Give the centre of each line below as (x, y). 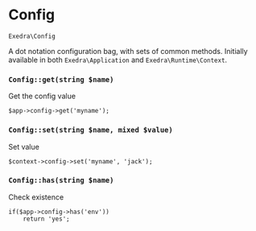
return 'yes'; (46, 219)
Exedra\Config (32, 36)
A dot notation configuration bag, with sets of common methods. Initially (128, 51)
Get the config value (42, 96)
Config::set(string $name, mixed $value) (91, 130)
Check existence (36, 197)
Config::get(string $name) (61, 79)
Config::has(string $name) (61, 180)
